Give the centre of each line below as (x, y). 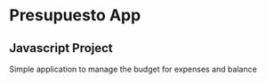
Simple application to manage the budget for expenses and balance (133, 69)
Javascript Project (61, 48)
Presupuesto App (75, 15)
